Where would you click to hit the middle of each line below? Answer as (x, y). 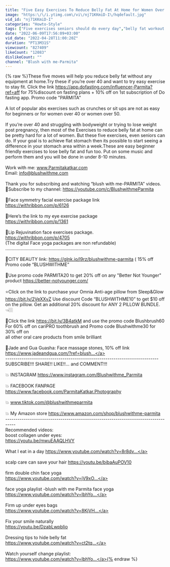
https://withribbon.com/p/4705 (38, 238)
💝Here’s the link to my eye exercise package (52, 216)
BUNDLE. (150, 305)
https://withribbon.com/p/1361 (37, 221)
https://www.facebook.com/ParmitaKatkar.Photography (63, 392)
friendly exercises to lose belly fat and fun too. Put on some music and (79, 152)
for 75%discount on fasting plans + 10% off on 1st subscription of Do (93, 92)
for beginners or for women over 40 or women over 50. (63, 114)
